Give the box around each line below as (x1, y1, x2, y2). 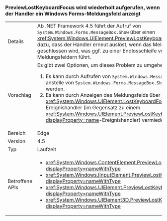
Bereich (7, 130, 26, 137)
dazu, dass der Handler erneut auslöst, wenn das (37, 41, 152, 48)
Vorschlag (7, 92, 31, 99)
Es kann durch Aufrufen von (45, 73, 111, 80)
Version (7, 138, 26, 145)
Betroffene (7, 178, 33, 185)
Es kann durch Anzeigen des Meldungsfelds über (45, 92, 161, 99)
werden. (45, 85, 65, 92)
